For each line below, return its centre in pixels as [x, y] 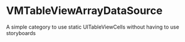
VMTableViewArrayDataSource [84, 11]
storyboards [21, 33]
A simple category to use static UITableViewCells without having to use [92, 27]
